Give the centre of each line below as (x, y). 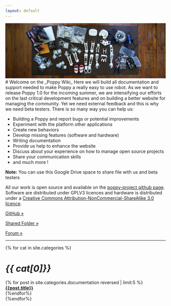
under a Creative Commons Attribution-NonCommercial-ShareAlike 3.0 (80, 198)
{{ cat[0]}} (28, 269)
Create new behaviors (36, 130)
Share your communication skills (47, 157)
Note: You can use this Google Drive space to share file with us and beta (81, 172)
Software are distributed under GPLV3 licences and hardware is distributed (84, 193)
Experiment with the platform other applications (63, 124)
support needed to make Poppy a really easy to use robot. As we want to (82, 88)
